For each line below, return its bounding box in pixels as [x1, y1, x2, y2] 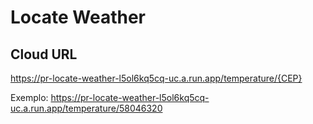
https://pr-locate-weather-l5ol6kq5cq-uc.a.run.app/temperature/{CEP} [10, 72, 303, 84]
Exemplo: [10, 92, 49, 103]
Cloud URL [10, 46, 78, 63]
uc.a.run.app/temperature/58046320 [10, 102, 163, 114]
